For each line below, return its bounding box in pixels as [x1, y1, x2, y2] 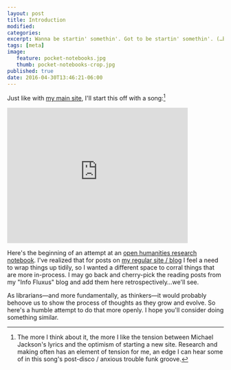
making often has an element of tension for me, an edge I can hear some [16, 348, 223, 356]
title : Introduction [7, 17, 67, 23]
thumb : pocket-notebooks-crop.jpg [16, 61, 115, 68]
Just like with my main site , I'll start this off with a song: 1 [7, 93, 166, 102]
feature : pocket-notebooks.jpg [16, 55, 107, 62]
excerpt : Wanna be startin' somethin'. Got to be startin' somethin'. [7, 36, 214, 43]
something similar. [7, 314, 59, 322]
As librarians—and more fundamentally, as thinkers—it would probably [7, 292, 207, 300]
